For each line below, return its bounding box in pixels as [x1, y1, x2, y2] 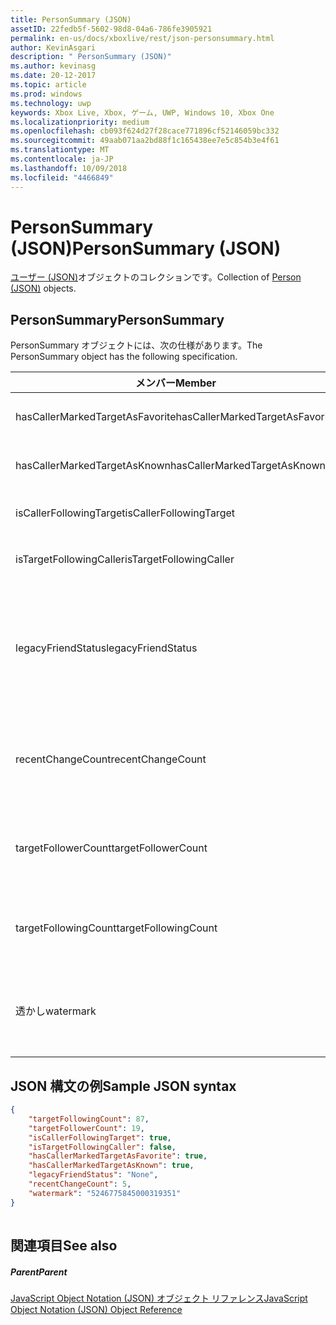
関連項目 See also [10, 1237, 118, 1254]
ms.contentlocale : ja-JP [10, 154, 114, 164]
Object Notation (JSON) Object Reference [10, 1303, 183, 1315]
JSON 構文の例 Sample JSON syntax [10, 1077, 237, 1095]
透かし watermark [15, 1004, 97, 1018]
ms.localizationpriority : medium [10, 117, 150, 127]
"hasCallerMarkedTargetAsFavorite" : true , [28, 1151, 208, 1161]
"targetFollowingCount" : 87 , [28, 1114, 150, 1124]
